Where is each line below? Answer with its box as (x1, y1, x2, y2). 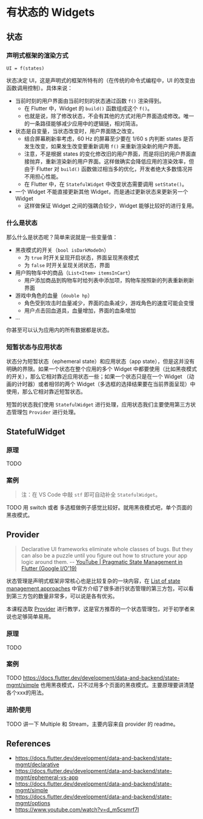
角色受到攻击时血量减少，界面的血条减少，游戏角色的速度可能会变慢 (24, 299, 195, 307)
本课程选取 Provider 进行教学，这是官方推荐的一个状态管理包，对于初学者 (6, 605, 190, 612)
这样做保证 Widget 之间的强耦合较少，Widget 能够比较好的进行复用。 (24, 202, 198, 209)
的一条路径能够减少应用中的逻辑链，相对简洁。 (24, 119, 141, 127)
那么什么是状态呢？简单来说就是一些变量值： (6, 234, 118, 241)
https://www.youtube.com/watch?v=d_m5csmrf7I (15, 806, 139, 813)
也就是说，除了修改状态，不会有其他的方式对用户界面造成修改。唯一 (24, 112, 195, 119)
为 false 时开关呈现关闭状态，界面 (24, 262, 110, 269)
